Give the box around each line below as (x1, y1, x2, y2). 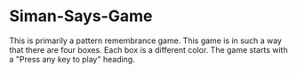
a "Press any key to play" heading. (9, 54, 135, 64)
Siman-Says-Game (9, 6, 153, 26)
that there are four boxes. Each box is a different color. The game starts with (9, 44, 288, 55)
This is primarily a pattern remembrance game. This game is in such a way (9, 35, 283, 46)
